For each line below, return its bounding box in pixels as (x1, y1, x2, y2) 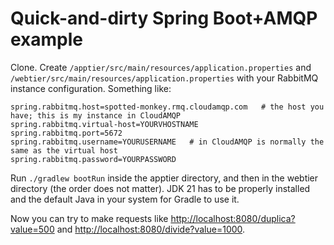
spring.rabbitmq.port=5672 (10, 128, 123, 138)
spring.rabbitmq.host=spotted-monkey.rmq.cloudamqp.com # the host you (10, 102, 325, 112)
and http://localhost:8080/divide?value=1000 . (56, 223, 246, 235)
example (10, 28, 84, 51)
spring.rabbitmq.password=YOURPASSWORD (10, 154, 177, 164)
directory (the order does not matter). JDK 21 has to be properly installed (10, 182, 311, 194)
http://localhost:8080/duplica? (170, 212, 296, 224)
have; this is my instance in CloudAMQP (10, 110, 182, 121)
